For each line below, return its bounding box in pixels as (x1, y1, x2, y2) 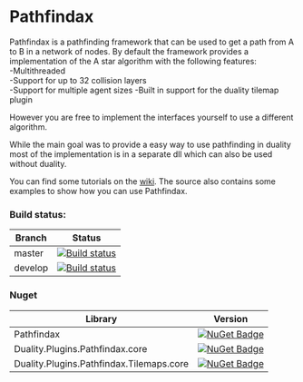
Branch (15, 231, 47, 244)
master (14, 247, 44, 260)
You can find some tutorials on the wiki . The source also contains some (9, 175, 277, 187)
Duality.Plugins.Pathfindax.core (14, 342, 148, 355)
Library (85, 312, 118, 325)
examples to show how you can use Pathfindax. (9, 185, 188, 196)
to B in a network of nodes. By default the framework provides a (9, 45, 249, 56)
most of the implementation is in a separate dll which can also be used (9, 148, 273, 160)
